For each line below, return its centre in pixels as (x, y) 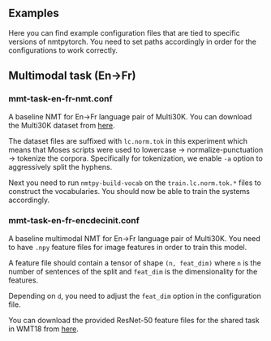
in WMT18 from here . (43, 329)
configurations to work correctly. (63, 50)
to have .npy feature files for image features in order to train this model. (128, 247)
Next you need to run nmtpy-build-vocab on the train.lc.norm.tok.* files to (135, 183)
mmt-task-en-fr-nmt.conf (60, 99)
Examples (34, 13)
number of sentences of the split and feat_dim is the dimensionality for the (133, 271)
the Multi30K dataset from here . (62, 125)
